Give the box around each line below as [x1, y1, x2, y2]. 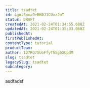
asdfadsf [5, 78, 24, 84]
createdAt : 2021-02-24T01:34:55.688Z [5, 21, 85, 27]
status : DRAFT [5, 17, 35, 22]
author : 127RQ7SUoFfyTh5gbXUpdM [5, 50, 73, 55]
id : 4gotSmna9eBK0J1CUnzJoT [5, 12, 65, 17]
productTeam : [5, 45, 33, 50]
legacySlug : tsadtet [5, 60, 49, 65]
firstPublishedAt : [5, 36, 44, 41]
